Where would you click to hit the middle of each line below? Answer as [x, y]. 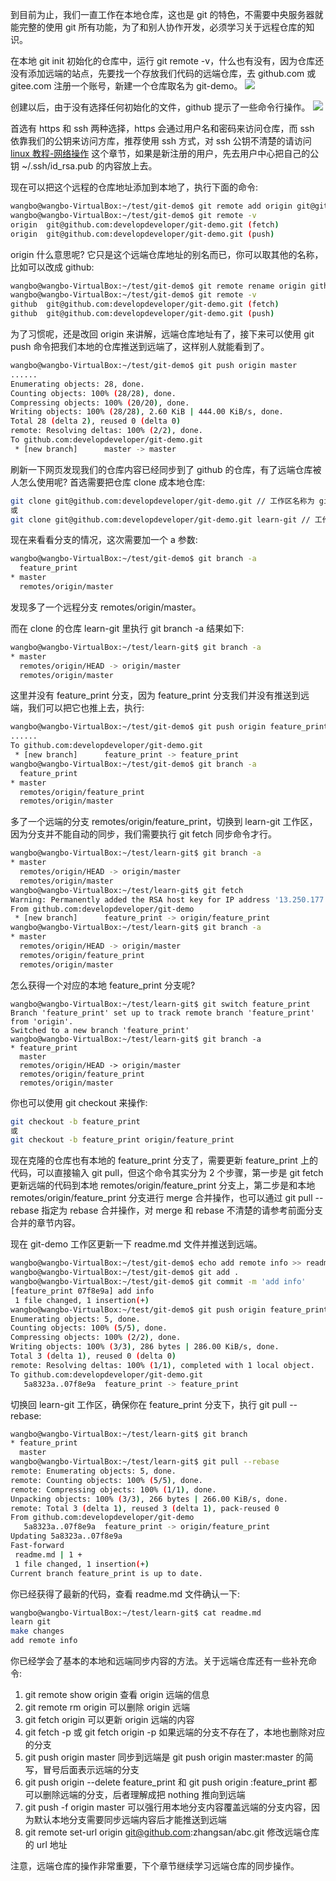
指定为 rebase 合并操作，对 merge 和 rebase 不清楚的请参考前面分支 [182, 1210]
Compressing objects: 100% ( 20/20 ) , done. [100, 403]
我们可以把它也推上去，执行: [86, 708]
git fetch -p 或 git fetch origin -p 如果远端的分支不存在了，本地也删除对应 [175, 1732]
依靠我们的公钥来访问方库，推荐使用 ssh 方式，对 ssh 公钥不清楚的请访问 [161, 141]
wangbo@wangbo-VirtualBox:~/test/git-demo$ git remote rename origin [158, 286]
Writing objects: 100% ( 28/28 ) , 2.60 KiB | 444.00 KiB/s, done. [147, 412]
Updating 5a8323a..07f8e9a [66, 1536]
